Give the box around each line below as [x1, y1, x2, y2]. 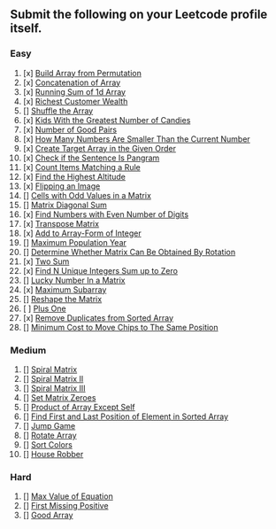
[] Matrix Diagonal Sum [22, 199, 107, 210]
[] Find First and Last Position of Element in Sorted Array [22, 411, 229, 422]
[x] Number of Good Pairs [22, 124, 118, 135]
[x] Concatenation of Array [22, 77, 121, 88]
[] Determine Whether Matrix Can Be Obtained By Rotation [22, 246, 236, 257]
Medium [10, 344, 47, 356]
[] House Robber [22, 448, 84, 459]
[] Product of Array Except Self [22, 401, 135, 412]
